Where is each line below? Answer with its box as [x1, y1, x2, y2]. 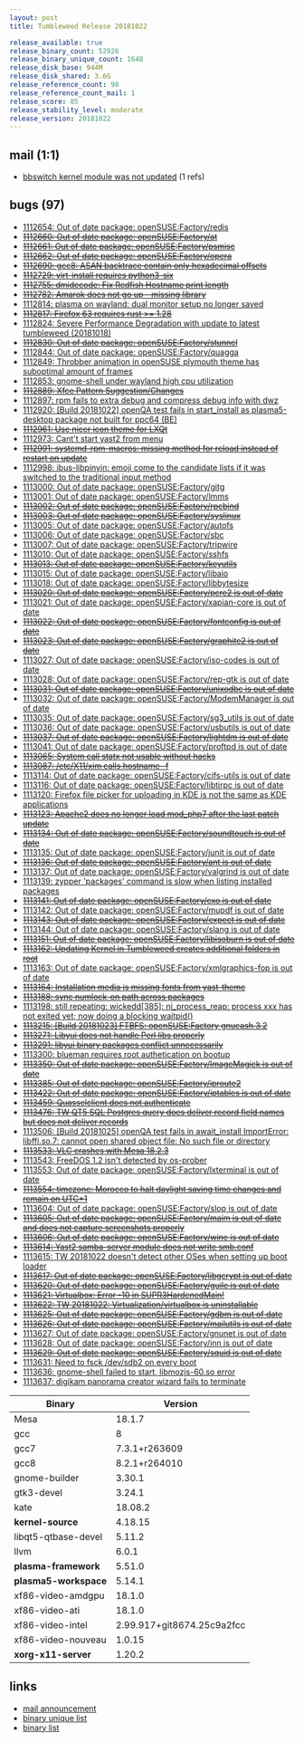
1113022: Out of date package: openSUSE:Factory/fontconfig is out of [22, 616, 281, 627]
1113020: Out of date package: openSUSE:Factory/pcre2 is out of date [22, 587, 283, 598]
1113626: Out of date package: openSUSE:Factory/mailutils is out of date [22, 1318, 292, 1329]
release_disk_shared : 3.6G [9, 72, 111, 81]
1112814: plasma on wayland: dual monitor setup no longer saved [22, 298, 264, 309]
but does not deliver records [22, 1115, 128, 1127]
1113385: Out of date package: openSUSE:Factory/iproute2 [22, 1077, 242, 1088]
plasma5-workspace [14, 1574, 107, 1587]
